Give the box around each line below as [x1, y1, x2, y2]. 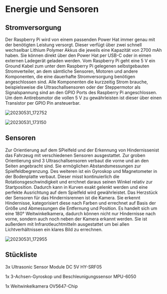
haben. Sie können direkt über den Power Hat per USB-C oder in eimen [5, 52, 152, 58]
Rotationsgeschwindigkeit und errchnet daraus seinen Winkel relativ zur [5, 178, 153, 185]
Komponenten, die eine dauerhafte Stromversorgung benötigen [5, 74, 136, 79]
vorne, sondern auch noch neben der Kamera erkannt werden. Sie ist [5, 216, 148, 222]
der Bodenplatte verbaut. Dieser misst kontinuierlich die [5, 173, 120, 179]
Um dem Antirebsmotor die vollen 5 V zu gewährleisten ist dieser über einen [5, 95, 162, 101]
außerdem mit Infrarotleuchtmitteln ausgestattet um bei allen [5, 221, 130, 227]
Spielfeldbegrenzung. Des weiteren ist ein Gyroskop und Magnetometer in [5, 168, 158, 174]
